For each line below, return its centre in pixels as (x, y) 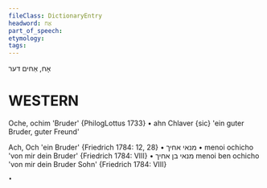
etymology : (27, 38)
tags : (17, 46)
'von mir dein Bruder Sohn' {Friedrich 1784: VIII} (88, 165)
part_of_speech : (35, 31)
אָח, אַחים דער (30, 68)
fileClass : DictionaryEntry (55, 16)
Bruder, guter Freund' (44, 132)
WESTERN (43, 101)
